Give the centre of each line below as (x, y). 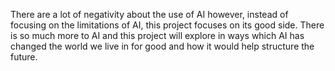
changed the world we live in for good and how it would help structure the (162, 46)
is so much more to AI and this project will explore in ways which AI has (157, 35)
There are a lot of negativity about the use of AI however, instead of (149, 14)
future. (24, 57)
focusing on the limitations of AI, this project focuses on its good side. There (167, 25)
